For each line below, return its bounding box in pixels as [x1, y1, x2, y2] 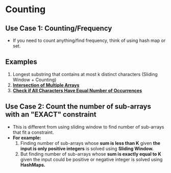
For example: [12, 134, 41, 141]
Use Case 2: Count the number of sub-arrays [5, 102, 152, 111]
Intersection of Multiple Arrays [12, 82, 80, 88]
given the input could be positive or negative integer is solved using [20, 156, 163, 162]
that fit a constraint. [12, 129, 54, 135]
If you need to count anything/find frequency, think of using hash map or [12, 37, 166, 43]
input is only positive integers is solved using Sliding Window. [20, 145, 154, 152]
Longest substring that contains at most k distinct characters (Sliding [12, 71, 158, 77]
